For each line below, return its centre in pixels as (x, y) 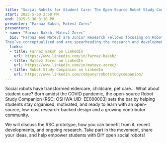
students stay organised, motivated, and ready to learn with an (69, 104)
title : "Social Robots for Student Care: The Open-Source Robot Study (80, 10)
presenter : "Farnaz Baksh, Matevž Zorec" (49, 24)
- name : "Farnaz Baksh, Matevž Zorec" (45, 33)
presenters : (17, 28)
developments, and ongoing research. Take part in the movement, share (79, 130)
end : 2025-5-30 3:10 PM (30, 19)
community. (17, 115)
